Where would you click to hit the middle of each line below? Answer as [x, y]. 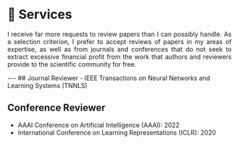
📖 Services [40, 15]
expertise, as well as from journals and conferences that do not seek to [119, 49]
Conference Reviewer [57, 108]
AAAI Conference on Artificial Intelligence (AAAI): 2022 [99, 125]
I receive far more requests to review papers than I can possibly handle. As [119, 34]
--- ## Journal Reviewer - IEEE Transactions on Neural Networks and [109, 78]
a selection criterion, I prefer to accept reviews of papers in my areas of [119, 41]
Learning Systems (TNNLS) [47, 85]
